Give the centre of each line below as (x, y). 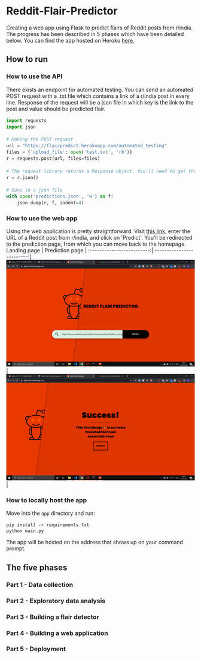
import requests (26, 120)
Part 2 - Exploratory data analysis (56, 601)
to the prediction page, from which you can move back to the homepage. (96, 244)
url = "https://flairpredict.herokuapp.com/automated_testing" (87, 146)
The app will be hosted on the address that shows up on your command (95, 542)
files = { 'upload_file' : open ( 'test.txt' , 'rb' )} (69, 152)
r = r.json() (22, 178)
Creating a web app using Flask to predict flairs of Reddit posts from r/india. (100, 28)
